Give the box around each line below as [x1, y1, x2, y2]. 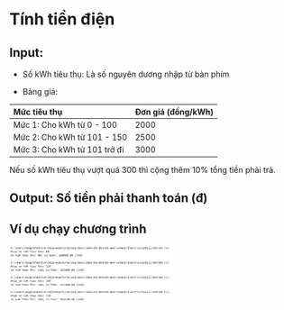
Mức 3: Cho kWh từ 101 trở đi [13, 144, 124, 155]
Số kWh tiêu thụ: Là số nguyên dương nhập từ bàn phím [22, 68, 230, 79]
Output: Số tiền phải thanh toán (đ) [9, 190, 208, 206]
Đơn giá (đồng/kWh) [134, 106, 214, 117]
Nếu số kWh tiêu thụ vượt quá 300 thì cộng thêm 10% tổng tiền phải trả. [9, 164, 277, 175]
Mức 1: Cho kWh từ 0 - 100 [13, 119, 117, 130]
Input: [9, 45, 43, 60]
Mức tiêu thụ [13, 106, 63, 117]
